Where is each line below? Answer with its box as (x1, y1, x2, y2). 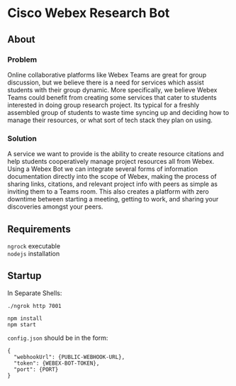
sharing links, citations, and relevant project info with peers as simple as (7, 180, 218, 189)
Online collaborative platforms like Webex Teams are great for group (7, 70, 207, 79)
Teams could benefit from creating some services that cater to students (7, 93, 218, 101)
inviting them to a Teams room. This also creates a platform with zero (7, 187, 209, 196)
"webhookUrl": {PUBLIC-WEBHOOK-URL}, (13, 353, 125, 360)
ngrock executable (7, 241, 61, 250)
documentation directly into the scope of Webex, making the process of (7, 172, 218, 181)
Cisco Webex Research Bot (7, 5, 170, 21)
